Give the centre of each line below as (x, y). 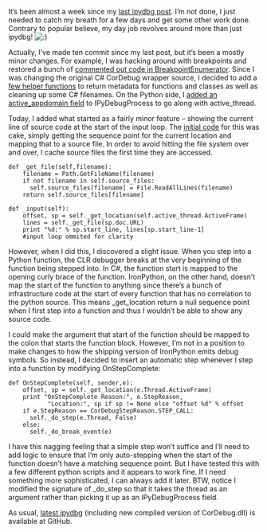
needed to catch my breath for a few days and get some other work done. (130, 20)
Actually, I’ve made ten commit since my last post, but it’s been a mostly (126, 52)
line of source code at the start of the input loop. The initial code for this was (134, 127)
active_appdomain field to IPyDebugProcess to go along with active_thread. (132, 103)
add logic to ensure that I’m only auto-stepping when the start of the (120, 455)
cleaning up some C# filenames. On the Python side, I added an (113, 94)
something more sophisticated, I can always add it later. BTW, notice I (122, 480)
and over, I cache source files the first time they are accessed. (110, 152)
